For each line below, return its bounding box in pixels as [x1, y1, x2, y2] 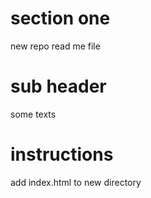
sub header [10, 75, 107, 98]
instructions [10, 143, 114, 166]
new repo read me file [10, 40, 101, 52]
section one [10, 7, 111, 30]
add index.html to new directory [10, 176, 142, 188]
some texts [10, 108, 57, 120]
